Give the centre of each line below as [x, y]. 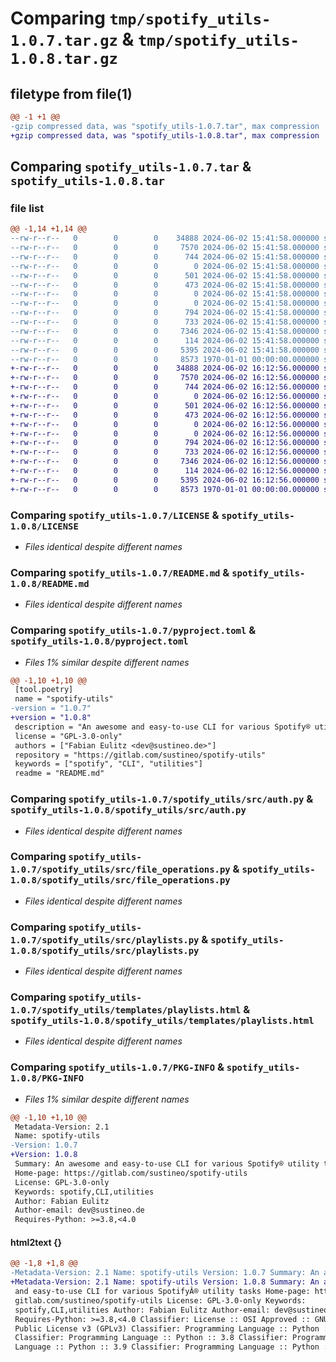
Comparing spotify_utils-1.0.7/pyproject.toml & [133, 630]
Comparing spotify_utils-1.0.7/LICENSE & [115, 515]
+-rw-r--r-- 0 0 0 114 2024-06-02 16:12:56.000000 [165, 471]
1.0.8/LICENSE [44, 526]
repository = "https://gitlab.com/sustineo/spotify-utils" [140, 755]
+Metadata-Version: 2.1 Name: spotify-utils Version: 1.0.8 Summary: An [165, 1282]
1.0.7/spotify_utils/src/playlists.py [105, 940]
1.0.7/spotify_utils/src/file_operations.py [120, 870]
